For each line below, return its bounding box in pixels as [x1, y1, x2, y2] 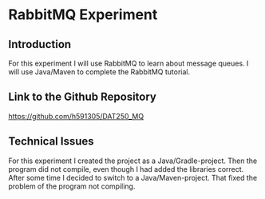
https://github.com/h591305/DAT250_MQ [8, 111, 144, 121]
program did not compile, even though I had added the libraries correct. [8, 164, 244, 173]
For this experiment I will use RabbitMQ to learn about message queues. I [8, 58, 249, 68]
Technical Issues [8, 134, 94, 149]
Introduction [8, 38, 72, 51]
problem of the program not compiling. [8, 181, 136, 191]
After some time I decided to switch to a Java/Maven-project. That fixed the [8, 173, 258, 182]
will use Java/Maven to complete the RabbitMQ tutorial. [8, 67, 190, 77]
